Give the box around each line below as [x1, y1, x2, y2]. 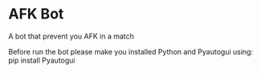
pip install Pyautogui [8, 55, 75, 65]
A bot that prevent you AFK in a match [8, 31, 135, 41]
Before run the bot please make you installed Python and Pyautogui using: [8, 47, 254, 56]
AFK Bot [8, 5, 64, 23]
